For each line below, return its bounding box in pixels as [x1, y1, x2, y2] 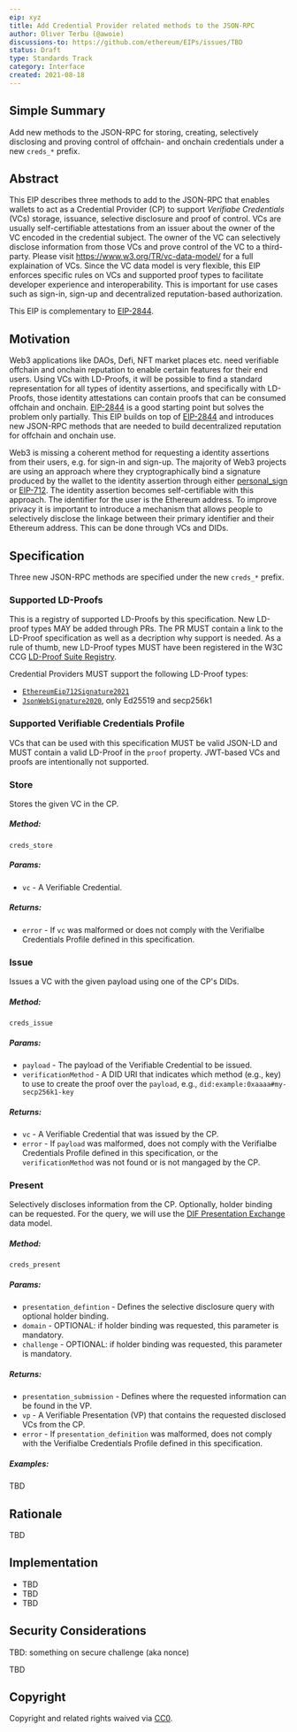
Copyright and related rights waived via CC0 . [9, 1713, 173, 1724]
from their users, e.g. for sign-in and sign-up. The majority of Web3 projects [9, 457, 287, 467]
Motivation [9, 331, 71, 346]
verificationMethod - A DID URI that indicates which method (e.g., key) [21, 1069, 281, 1080]
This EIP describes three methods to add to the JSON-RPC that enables [9, 195, 270, 205]
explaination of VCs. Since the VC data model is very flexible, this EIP [9, 260, 261, 271]
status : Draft [9, 46, 62, 55]
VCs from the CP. [21, 1420, 86, 1430]
